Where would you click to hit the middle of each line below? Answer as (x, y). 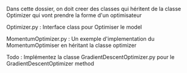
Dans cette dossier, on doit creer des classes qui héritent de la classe (94, 9)
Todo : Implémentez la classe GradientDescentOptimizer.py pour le (90, 57)
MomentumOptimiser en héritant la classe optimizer (71, 45)
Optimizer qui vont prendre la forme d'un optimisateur (74, 15)
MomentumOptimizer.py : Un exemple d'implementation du (80, 39)
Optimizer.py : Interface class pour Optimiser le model (74, 27)
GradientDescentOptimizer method (50, 64)
